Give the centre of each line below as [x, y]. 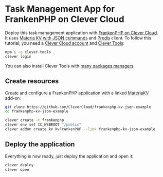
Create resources [32, 81]
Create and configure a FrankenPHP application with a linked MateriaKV [77, 93]
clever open [17, 169]
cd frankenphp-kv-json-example [37, 111]
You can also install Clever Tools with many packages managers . [70, 66]
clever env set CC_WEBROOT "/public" [43, 125]
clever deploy [19, 165]
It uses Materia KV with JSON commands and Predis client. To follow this [78, 38]
